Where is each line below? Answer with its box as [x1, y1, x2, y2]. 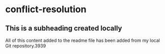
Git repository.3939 [5, 43, 46, 49]
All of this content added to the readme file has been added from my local [5, 37, 160, 43]
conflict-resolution [5, 4, 87, 15]
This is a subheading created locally [5, 24, 122, 33]
